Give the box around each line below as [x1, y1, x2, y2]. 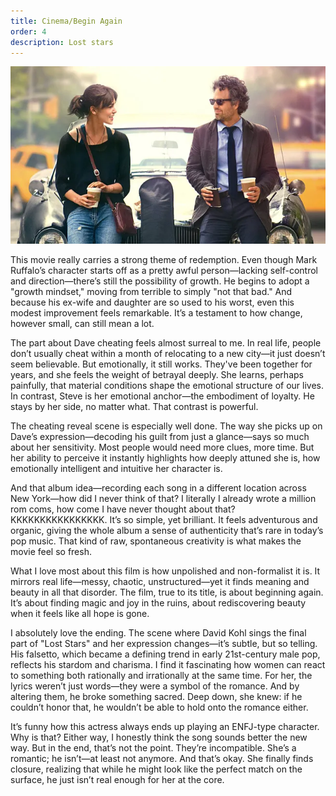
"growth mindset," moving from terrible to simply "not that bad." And [10, 286, 293, 298]
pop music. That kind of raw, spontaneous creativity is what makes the [10, 535, 302, 547]
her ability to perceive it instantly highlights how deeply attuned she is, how [10, 452, 321, 464]
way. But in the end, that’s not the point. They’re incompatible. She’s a [10, 742, 297, 754]
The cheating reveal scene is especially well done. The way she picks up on [10, 420, 323, 432]
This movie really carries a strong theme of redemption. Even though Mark [10, 254, 318, 266]
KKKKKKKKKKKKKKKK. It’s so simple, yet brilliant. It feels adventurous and [10, 514, 318, 526]
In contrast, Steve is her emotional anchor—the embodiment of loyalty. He [10, 390, 315, 402]
